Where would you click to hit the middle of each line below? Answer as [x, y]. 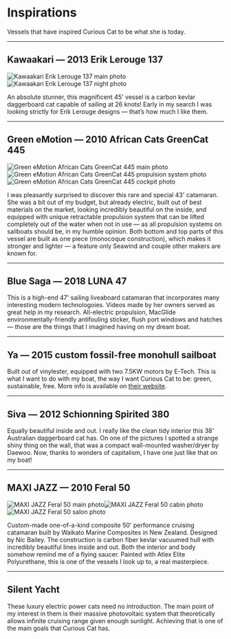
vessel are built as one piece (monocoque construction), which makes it [109, 238]
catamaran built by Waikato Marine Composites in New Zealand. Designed [112, 532]
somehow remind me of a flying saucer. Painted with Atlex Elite [96, 554]
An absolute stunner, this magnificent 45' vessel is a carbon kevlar [101, 97]
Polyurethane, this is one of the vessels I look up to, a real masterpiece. [108, 561]
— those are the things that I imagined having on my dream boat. [99, 327]
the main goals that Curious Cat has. [59, 628]
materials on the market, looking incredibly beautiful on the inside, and [107, 209]
